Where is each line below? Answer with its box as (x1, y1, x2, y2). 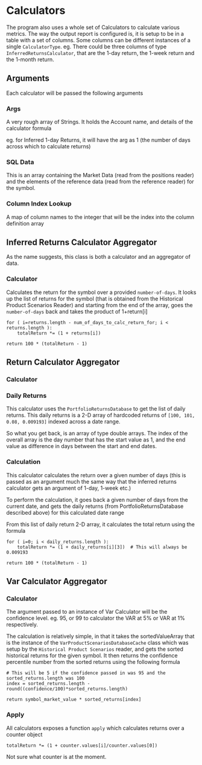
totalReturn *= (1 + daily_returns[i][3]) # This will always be (17, 544, 188, 550)
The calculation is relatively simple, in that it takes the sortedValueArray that (6, 633, 195, 640)
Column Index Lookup (6, 200, 72, 208)
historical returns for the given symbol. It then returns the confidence (6, 652, 178, 659)
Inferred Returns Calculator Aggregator (6, 237, 157, 248)
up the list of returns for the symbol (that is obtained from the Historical (6, 295, 184, 302)
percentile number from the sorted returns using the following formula (6, 659, 180, 666)
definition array (6, 220, 44, 227)
